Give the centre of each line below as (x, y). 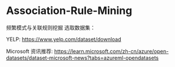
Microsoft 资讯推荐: (29, 51)
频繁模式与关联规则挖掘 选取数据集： (51, 27)
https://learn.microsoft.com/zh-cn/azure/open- (111, 51)
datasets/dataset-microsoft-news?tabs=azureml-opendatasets (82, 58)
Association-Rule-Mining (69, 11)
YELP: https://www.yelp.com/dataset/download (64, 39)
